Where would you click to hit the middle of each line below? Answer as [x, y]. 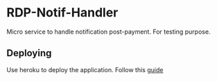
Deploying [29, 53]
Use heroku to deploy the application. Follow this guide [85, 69]
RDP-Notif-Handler [62, 13]
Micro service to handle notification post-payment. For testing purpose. [108, 32]
